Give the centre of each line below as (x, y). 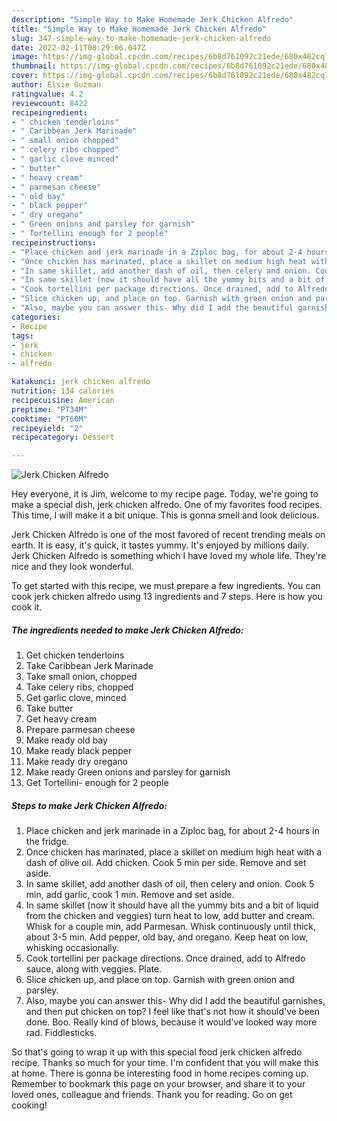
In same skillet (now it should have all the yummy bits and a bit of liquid (172, 905)
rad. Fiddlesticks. (61, 1033)
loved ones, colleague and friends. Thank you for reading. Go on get (152, 1095)
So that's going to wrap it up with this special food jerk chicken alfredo (157, 1052)
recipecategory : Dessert (63, 437)
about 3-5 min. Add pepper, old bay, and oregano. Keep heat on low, (167, 937)
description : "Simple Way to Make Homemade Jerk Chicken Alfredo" (152, 19)
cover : (25, 76)
